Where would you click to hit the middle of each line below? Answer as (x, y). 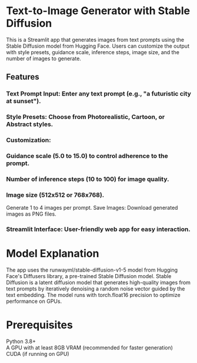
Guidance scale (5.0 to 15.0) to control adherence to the (87, 156)
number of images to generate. (44, 58)
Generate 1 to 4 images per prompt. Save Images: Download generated (92, 208)
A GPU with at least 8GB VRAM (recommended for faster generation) (90, 348)
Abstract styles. (30, 124)
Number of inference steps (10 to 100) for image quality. (88, 179)
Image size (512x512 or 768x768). (55, 194)
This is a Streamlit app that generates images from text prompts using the (95, 39)
